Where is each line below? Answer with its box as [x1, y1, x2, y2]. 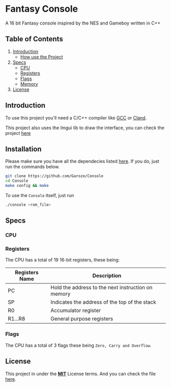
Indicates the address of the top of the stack [50, 299, 156, 306]
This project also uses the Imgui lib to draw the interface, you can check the [5, 125, 164, 131]
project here [5, 130, 31, 136]
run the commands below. [5, 164, 60, 170]
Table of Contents [5, 35, 64, 43]
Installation [5, 144, 42, 153]
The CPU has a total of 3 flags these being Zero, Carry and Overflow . [5, 342, 152, 348]
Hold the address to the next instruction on [50, 284, 153, 291]
